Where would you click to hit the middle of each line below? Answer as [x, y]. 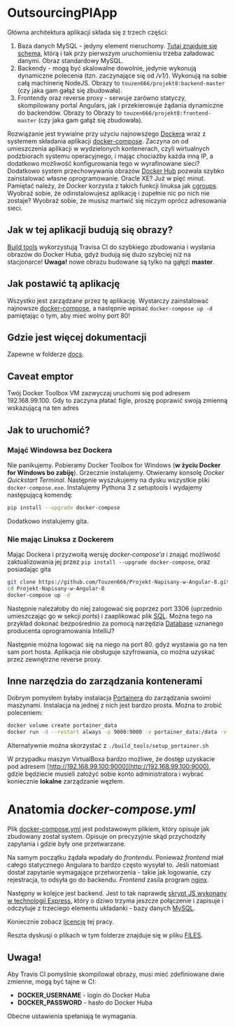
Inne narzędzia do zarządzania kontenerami [105, 681]
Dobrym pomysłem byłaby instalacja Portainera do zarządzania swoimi [109, 698]
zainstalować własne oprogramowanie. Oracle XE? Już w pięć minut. [106, 178]
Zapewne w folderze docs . [45, 354]
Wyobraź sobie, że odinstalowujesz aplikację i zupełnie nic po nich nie [108, 193]
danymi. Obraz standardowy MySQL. [70, 60]
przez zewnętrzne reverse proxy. [55, 659]
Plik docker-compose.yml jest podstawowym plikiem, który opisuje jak [108, 829]
